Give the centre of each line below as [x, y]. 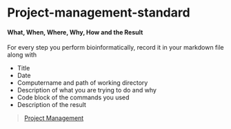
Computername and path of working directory [82, 83]
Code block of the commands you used [73, 97]
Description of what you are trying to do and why [87, 90]
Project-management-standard [99, 13]
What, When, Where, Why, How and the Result [75, 32]
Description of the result [51, 105]
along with [22, 55]
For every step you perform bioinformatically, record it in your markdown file [115, 48]
